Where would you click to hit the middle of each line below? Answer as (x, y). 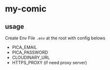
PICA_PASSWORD (30, 52)
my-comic (26, 9)
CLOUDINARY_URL (31, 58)
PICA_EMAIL (24, 47)
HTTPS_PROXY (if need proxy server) (49, 63)
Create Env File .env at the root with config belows (55, 38)
